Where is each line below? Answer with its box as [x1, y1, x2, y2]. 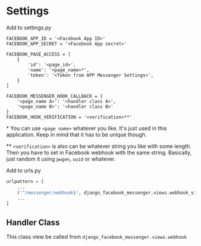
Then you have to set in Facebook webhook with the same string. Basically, [6, 148, 192, 156]
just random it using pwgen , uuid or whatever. [6, 155, 115, 162]
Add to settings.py [6, 24, 52, 31]
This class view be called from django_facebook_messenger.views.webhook [6, 233, 187, 241]
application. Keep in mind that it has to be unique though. [6, 130, 147, 138]
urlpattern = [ [6, 178, 44, 184]
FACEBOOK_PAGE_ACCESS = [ [6, 51, 71, 57]
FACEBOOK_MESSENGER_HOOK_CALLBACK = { [6, 93, 103, 99]
